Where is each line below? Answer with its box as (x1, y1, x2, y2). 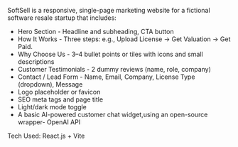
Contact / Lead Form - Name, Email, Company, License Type (17, 72, 195, 81)
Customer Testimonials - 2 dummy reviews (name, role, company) (17, 65, 212, 73)
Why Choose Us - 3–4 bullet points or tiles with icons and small (17, 50, 204, 58)
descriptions (17, 58, 55, 66)
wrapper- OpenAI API (17, 118, 81, 126)
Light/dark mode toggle (17, 103, 87, 111)
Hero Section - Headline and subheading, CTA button (17, 28, 174, 36)
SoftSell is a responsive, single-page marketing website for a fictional (7, 6, 211, 14)
